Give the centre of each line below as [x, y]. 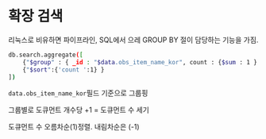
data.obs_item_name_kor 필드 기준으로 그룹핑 [78, 93]
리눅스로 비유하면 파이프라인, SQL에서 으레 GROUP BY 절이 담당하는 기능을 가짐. [133, 40]
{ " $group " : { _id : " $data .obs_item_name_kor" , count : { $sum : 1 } [140, 62]
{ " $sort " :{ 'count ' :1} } [64, 69]
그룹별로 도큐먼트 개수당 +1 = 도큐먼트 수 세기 [79, 110]
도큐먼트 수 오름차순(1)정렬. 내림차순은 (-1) [74, 127]
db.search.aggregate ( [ [46, 55]
